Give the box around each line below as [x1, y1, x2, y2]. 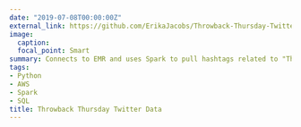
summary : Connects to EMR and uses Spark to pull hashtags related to [9, 55, 279, 63]
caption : [17, 38, 50, 47]
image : [9, 30, 34, 38]
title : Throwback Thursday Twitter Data [9, 105, 163, 114]
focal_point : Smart [17, 47, 90, 55]
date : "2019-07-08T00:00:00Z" [9, 13, 123, 22]
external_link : [9, 21, 66, 30]
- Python [9, 72, 42, 80]
